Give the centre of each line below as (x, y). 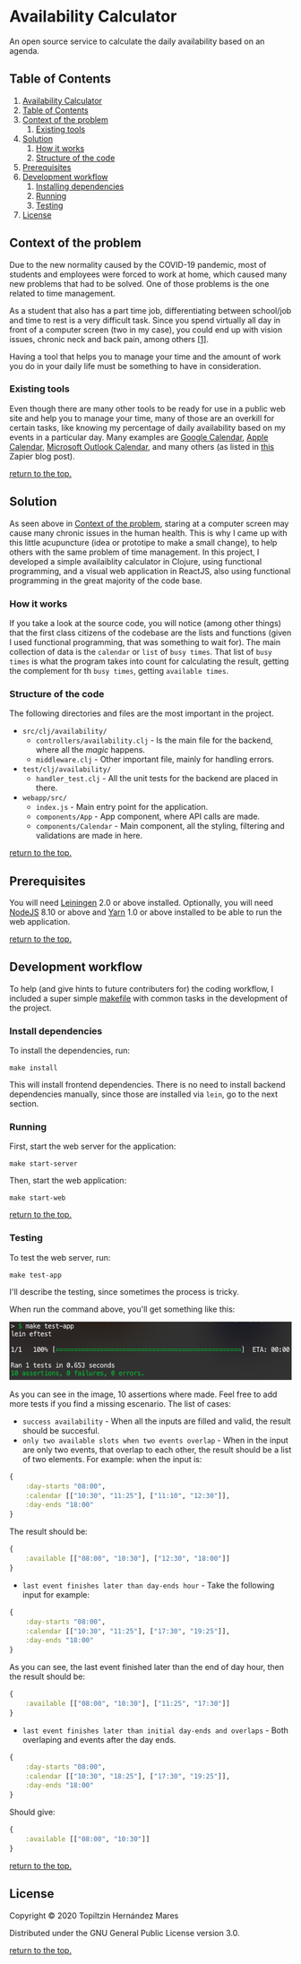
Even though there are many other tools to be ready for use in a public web (148, 409)
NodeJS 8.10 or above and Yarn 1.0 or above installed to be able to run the (146, 912)
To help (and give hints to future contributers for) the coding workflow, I (142, 988)
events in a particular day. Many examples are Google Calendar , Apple (139, 437)
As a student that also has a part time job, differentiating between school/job (150, 310)
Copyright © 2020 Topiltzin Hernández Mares (94, 1916)
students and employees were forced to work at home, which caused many (148, 274)
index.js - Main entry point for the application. (122, 807)
